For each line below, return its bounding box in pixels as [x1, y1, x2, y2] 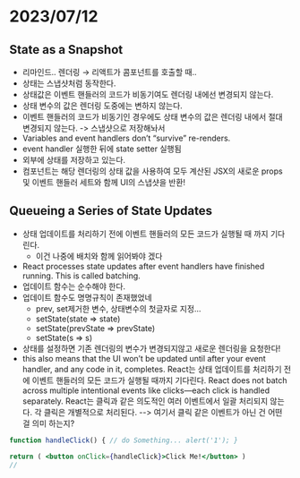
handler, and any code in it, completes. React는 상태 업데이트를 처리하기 [21, 363, 282, 374]
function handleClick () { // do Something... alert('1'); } [9, 436, 239, 445]
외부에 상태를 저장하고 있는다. [21, 155, 126, 165]
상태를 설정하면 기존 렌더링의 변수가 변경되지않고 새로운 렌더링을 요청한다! [21, 343, 281, 354]
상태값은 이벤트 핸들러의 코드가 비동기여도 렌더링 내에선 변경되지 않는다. [21, 90, 274, 99]
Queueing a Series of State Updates [9, 203, 213, 218]
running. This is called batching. [21, 270, 141, 281]
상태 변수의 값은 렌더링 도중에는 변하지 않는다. [21, 100, 184, 111]
